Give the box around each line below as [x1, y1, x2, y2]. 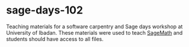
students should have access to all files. [6, 35, 104, 42]
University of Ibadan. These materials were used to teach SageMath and [6, 29, 183, 36]
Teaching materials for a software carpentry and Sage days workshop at [6, 23, 183, 30]
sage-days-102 [6, 4, 84, 17]
